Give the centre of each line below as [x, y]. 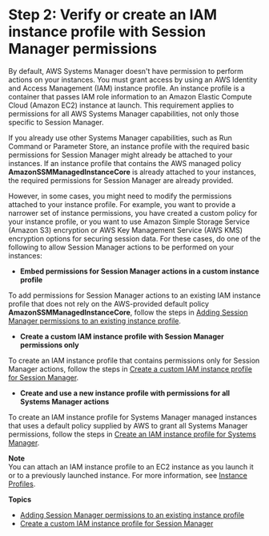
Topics [20, 499]
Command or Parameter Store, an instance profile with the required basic [129, 146]
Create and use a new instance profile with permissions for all [125, 393]
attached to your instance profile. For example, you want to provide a [122, 204]
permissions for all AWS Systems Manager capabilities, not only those [124, 113]
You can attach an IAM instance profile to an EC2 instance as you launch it [131, 466]
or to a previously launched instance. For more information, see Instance [128, 475]
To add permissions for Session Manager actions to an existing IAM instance [134, 295]
